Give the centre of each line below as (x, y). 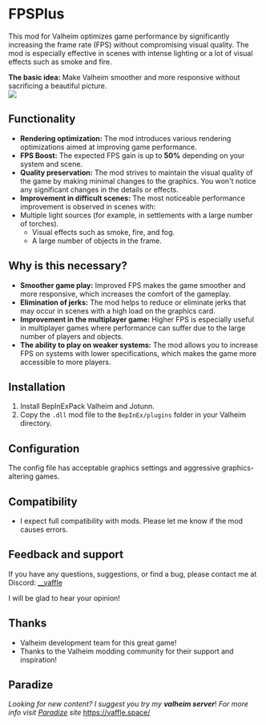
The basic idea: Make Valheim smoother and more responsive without (124, 77)
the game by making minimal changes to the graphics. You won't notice (138, 180)
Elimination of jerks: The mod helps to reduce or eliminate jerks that (133, 302)
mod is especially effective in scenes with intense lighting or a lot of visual (131, 53)
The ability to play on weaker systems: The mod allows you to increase (139, 345)
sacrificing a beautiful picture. (58, 86)
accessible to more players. (65, 362)
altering (21, 476)
